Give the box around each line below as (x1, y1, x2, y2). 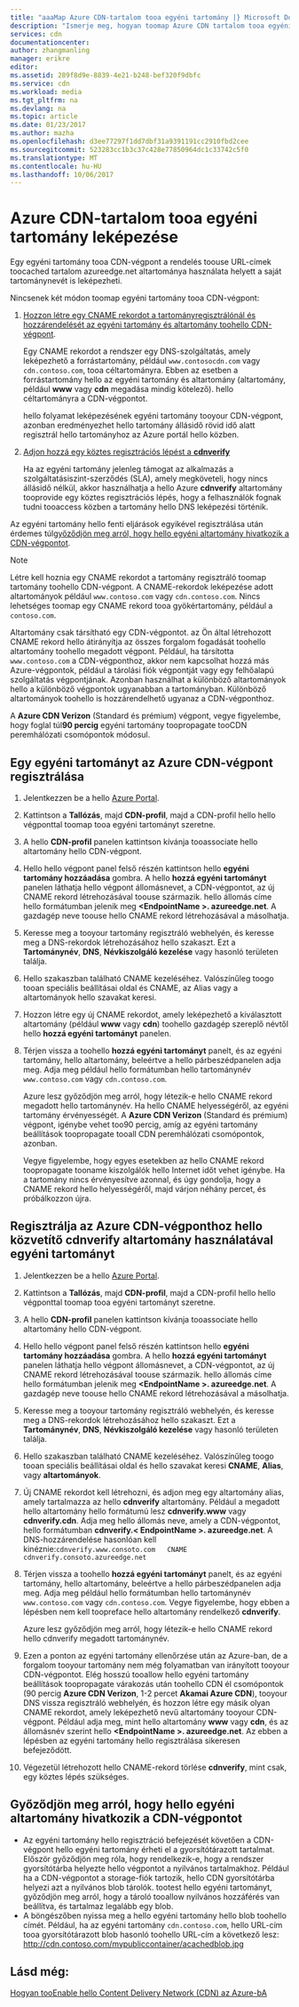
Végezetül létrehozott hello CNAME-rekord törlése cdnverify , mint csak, (22, 1762, 287, 1772)
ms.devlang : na (10, 104, 67, 113)
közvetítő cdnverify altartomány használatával (10, 1233, 274, 1248)
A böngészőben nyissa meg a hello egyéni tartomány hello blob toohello (22, 1910, 287, 1921)
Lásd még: (10, 1964, 69, 1979)
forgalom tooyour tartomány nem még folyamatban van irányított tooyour (22, 1659, 290, 1670)
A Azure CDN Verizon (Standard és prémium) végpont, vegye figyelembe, (10, 710, 281, 721)
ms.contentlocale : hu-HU (10, 162, 102, 171)
